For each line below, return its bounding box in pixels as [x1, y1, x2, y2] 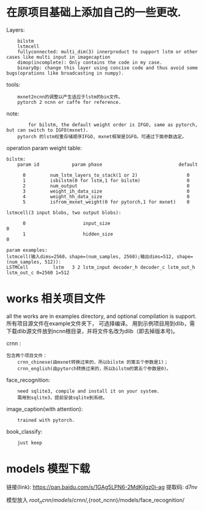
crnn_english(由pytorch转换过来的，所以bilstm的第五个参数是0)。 [17, 365, 172, 372]
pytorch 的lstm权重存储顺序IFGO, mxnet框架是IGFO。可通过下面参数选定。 [17, 133, 187, 139]
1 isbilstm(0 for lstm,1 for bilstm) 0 [22, 177, 190, 183]
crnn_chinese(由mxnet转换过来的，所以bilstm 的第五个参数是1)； [17, 359, 169, 365]
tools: [6, 81, 21, 88]
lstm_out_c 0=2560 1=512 [6, 270, 70, 276]
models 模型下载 [6, 462, 90, 476]
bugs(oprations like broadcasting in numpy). [6, 70, 124, 76]
